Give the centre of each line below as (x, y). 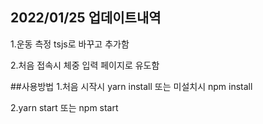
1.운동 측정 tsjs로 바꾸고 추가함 (70, 44)
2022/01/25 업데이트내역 (86, 18)
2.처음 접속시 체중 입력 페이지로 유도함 (85, 65)
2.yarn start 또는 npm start (64, 107)
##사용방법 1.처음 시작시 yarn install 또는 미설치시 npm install (131, 86)
